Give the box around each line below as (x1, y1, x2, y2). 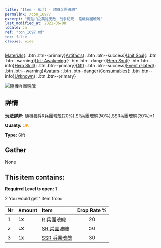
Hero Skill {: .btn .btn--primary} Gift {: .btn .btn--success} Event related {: (14, 62, 156, 68)
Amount (18, 207, 38, 214)
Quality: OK (5, 123, 29, 128)
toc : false (5, 35, 27, 40)
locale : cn (5, 25, 27, 30)
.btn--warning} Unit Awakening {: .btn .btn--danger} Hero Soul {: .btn (5, 57, 140, 63)
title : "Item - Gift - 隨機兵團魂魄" (5, 7, 78, 12)
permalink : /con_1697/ (5, 12, 51, 17)
